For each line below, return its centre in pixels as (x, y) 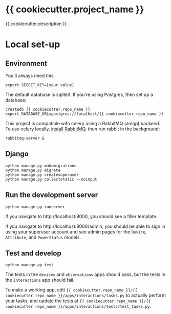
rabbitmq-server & (25, 138)
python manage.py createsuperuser (42, 175)
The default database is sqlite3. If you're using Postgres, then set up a (79, 94)
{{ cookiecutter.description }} (36, 24)
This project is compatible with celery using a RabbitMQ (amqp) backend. (83, 123)
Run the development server (52, 195)
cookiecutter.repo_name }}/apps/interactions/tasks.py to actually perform (86, 296)
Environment (26, 63)
